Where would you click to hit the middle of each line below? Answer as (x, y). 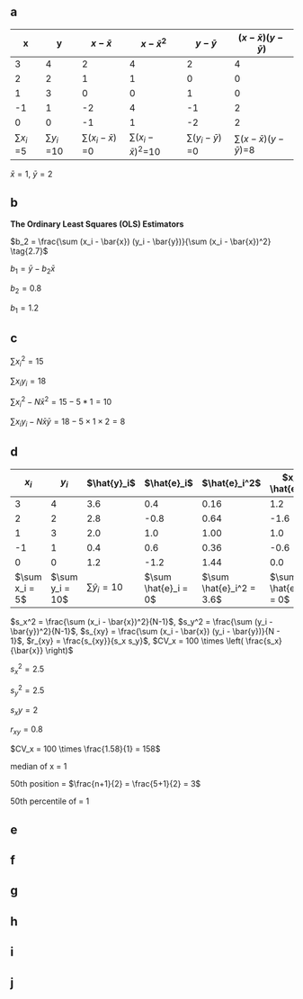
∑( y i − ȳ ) (205, 139)
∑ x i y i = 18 (28, 382)
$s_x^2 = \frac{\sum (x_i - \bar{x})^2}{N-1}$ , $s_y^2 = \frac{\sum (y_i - (142, 621)
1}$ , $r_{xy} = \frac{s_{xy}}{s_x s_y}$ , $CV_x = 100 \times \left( (127, 641)
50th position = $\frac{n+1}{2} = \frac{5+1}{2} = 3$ (106, 784)
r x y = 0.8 (27, 730)
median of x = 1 (39, 767)
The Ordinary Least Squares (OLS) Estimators (97, 224)
